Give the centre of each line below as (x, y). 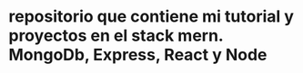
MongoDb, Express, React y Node (138, 55)
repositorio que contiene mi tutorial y (151, 17)
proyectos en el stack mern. (116, 36)
